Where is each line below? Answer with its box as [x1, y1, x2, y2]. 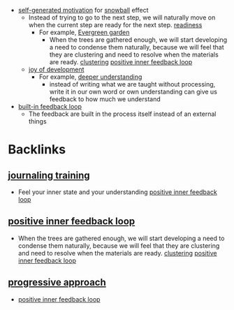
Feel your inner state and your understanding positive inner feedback [17, 188, 217, 196]
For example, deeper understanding [38, 73, 142, 81]
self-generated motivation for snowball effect [17, 6, 149, 14]
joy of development [28, 66, 85, 73]
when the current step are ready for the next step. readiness [28, 21, 203, 29]
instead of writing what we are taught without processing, [49, 80, 216, 88]
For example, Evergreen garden [38, 28, 130, 36]
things [28, 117, 47, 125]
